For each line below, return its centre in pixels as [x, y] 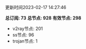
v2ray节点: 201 [28, 28]
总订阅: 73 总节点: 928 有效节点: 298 [43, 18]
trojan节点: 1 [25, 41]
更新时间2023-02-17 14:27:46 [36, 7]
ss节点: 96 [23, 35]
